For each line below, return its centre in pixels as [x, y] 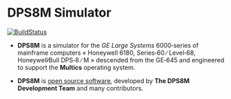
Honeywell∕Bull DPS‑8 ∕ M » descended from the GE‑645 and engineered [121, 60]
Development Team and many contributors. [80, 88]
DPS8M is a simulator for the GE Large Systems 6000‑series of [108, 45]
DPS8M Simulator [59, 13]
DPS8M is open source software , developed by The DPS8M [103, 80]
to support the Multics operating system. [76, 67]
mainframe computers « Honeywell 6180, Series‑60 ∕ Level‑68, [106, 53]
